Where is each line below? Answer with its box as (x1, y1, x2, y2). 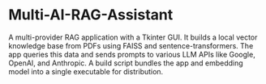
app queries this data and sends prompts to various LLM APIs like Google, (8, 49, 255, 59)
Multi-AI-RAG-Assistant (8, 6, 174, 24)
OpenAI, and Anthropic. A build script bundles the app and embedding (8, 58, 243, 68)
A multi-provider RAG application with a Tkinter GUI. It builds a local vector (8, 32, 258, 42)
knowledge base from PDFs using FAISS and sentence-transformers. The (8, 40, 254, 50)
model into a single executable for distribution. (8, 66, 164, 76)
